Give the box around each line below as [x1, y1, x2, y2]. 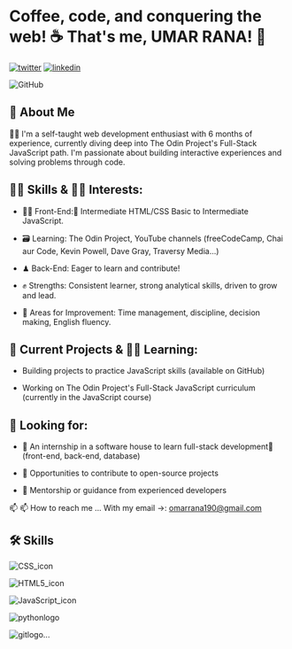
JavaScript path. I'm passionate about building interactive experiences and [9, 147, 282, 158]
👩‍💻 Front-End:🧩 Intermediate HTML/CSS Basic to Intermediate [21, 205, 250, 216]
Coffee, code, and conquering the [9, 6, 263, 27]
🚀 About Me [9, 104, 75, 120]
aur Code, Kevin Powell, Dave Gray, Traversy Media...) [21, 245, 219, 256]
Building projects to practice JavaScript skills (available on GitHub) [21, 366, 265, 376]
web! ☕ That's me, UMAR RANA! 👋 [9, 27, 267, 47]
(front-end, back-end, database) [21, 451, 141, 461]
